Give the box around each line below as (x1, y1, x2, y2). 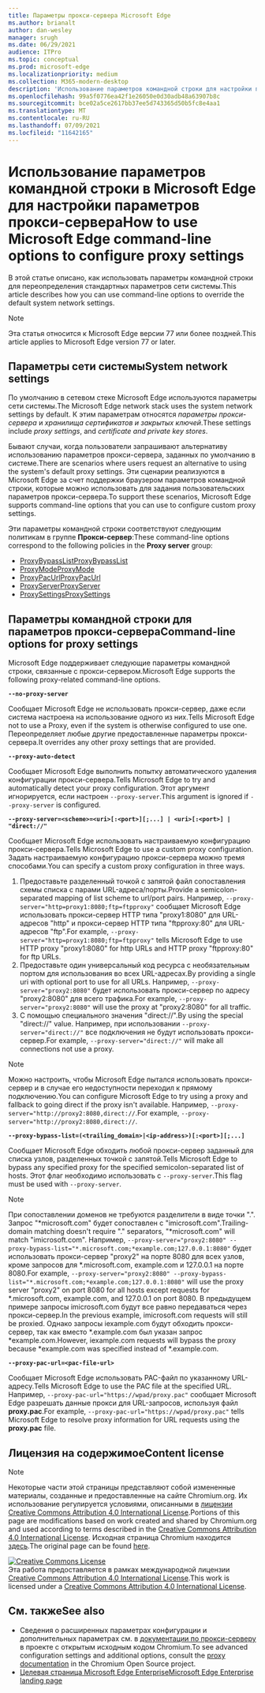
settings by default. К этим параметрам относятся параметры (8, 409, 218, 419)
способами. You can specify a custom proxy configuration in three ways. (8, 861, 245, 871)
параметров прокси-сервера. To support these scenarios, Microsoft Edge (8, 492, 252, 502)
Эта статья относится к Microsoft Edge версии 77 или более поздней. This (8, 328, 256, 338)
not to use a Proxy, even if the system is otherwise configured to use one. (8, 721, 248, 731)
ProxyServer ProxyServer (19, 581, 101, 591)
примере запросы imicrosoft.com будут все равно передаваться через (8, 1302, 248, 1312)
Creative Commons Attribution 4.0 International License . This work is (8, 1573, 230, 1583)
